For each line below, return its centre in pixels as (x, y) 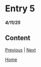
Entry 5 (20, 9)
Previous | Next (20, 50)
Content (18, 38)
